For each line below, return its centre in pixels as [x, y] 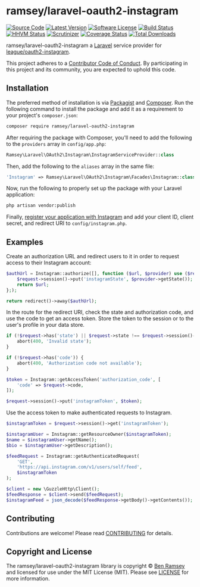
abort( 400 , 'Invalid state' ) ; [54, 341]
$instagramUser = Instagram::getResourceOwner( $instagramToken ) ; [89, 435]
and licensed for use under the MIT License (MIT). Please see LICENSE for [98, 572]
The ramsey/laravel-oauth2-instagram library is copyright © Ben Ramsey [96, 566]
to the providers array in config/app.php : [56, 143]
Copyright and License [49, 552]
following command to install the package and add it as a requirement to [95, 109]
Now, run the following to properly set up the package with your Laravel [94, 188]
